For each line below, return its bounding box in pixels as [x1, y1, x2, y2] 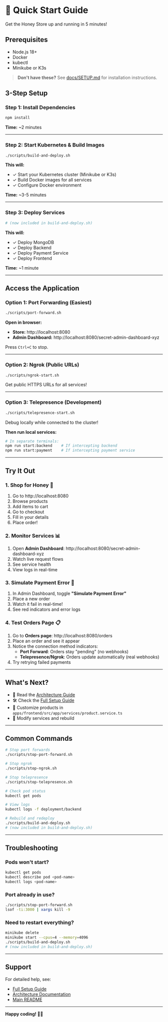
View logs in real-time [12, 567, 57, 573]
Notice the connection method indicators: [12, 643, 98, 649]
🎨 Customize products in [12, 704, 63, 710]
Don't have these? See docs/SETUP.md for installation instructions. [17, 75, 157, 81]
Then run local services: [5, 429, 57, 435]
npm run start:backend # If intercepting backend [5, 443, 117, 448]
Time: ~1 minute [5, 265, 39, 271]
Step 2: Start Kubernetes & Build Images [5, 142, 105, 149]
